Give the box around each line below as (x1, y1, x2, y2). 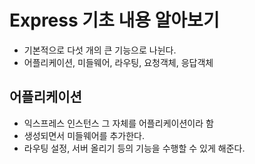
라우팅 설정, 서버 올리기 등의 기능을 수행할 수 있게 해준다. (23, 142, 246, 154)
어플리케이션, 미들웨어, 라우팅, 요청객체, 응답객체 (23, 56, 214, 68)
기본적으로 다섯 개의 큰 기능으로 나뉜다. (23, 44, 177, 56)
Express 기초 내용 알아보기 (9, 9, 220, 32)
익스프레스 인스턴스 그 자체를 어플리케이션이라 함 (23, 117, 214, 129)
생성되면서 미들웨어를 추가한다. (23, 129, 146, 141)
